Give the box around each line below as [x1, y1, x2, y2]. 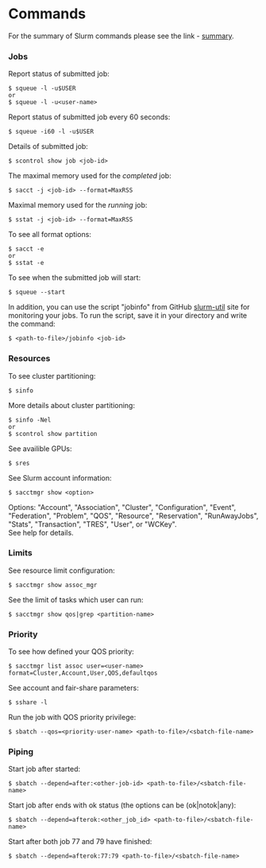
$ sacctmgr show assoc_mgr [8, 581, 98, 589]
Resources [8, 353, 51, 364]
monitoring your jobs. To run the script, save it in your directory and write [8, 311, 248, 321]
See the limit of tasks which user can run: [8, 594, 145, 605]
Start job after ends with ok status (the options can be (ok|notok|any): [8, 800, 237, 810]
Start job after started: [8, 765, 81, 774]
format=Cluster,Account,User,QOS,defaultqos [8, 669, 158, 677]
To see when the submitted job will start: [8, 273, 141, 282]
